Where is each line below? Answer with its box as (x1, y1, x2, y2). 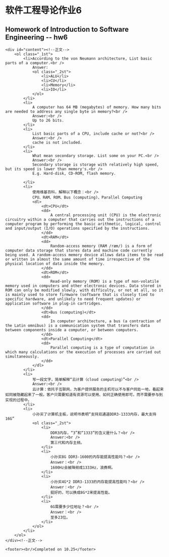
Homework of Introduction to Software (5, 25, 129, 33)
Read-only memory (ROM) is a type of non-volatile (50, 279, 159, 284)
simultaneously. (5, 354, 39, 359)
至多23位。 (50, 515, 71, 520)
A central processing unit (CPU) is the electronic (50, 213, 161, 218)
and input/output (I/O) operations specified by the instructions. (5, 226, 150, 231)
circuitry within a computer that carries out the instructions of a (5, 217, 155, 222)
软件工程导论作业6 (5, 5, 82, 16)
